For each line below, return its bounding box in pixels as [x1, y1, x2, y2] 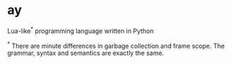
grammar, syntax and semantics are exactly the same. [7, 49, 164, 58]
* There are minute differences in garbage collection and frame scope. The [7, 40, 225, 50]
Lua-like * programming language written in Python [7, 25, 154, 35]
